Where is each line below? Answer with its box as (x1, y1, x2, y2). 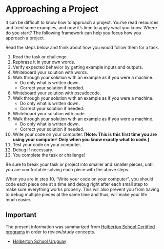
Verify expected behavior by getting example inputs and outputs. (12, 64, 143, 70)
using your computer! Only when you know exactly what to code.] (12, 136, 149, 142)
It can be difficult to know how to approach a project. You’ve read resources (5, 19, 159, 25)
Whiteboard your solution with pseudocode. (12, 90, 102, 96)
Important (5, 211, 37, 219)
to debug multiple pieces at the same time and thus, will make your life (5, 191, 147, 197)
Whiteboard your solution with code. (12, 110, 86, 116)
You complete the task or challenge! (12, 152, 85, 158)
